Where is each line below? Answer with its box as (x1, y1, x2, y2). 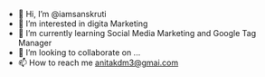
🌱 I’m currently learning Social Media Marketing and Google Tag (17, 28, 257, 38)
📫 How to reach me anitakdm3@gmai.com (17, 57, 179, 68)
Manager (17, 37, 52, 48)
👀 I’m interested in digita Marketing (17, 18, 148, 29)
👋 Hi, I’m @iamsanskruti (17, 9, 107, 19)
